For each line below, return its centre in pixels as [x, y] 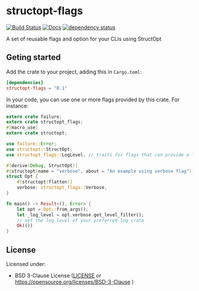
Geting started [33, 57]
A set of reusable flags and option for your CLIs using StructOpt [84, 39]
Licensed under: [26, 264]
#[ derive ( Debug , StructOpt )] [42, 165]
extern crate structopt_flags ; [45, 122]
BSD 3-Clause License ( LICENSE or [58, 275]
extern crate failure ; [34, 117]
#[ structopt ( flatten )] [45, 182]
